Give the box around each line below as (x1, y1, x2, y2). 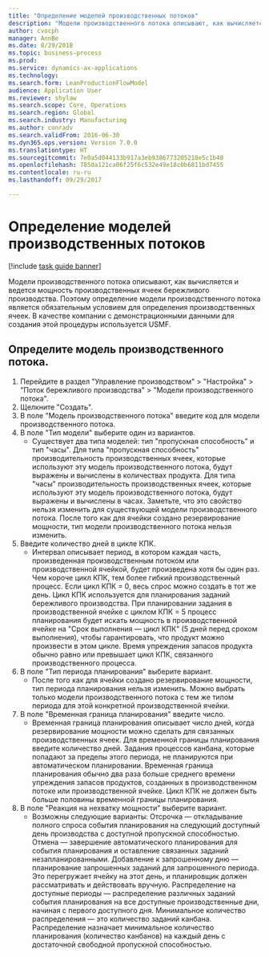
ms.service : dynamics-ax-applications (8, 64, 138, 72)
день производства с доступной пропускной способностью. (31, 829, 240, 838)
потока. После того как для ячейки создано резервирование (31, 513, 241, 523)
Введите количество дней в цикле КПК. (19, 539, 156, 548)
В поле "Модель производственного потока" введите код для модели (19, 410, 260, 420)
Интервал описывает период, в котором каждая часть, (31, 547, 222, 556)
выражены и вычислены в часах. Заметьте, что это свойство (31, 495, 243, 506)
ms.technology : (8, 71, 59, 79)
